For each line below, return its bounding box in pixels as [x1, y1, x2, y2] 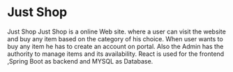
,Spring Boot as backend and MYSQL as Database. [7, 57, 153, 65]
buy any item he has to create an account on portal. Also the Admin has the [7, 42, 224, 50]
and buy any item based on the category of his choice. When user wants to [7, 34, 223, 43]
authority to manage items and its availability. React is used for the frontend [7, 50, 225, 58]
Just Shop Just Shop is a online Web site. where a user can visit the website [7, 27, 227, 36]
